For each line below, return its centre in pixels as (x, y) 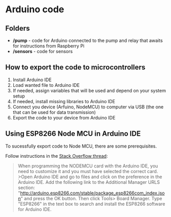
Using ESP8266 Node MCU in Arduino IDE (73, 134)
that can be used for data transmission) (54, 112)
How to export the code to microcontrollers (76, 67)
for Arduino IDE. (35, 209)
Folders (18, 28)
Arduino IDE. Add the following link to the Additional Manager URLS (89, 182)
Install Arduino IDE (32, 80)
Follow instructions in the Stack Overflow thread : (57, 156)
